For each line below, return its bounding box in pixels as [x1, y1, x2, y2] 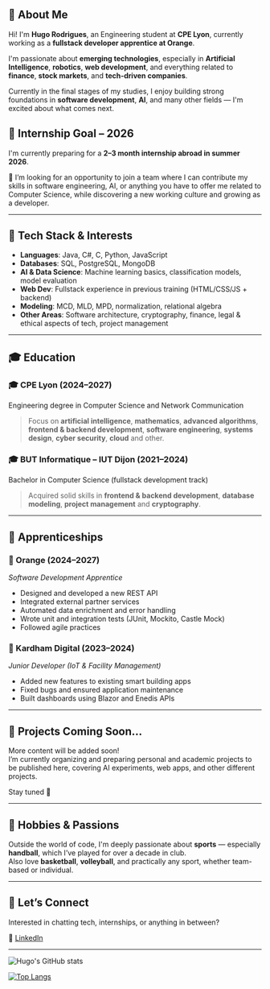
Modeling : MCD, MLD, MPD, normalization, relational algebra [19, 301, 223, 311]
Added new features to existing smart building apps [19, 677, 191, 686]
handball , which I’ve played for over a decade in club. [8, 848, 187, 858]
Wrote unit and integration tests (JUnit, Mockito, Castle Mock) [19, 614, 225, 624]
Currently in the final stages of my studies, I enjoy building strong [8, 86, 225, 96]
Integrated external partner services [19, 597, 140, 606]
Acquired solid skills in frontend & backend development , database [27, 490, 255, 500]
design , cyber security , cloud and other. [27, 433, 165, 443]
